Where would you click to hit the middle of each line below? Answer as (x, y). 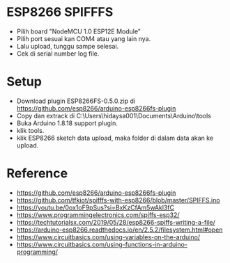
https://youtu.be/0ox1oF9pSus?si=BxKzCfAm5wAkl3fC (95, 207)
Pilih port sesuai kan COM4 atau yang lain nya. (84, 38)
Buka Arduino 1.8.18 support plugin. (67, 123)
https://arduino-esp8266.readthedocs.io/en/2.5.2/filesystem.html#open (120, 230)
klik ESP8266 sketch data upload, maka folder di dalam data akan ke (115, 138)
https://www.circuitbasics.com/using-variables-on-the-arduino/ (108, 237)
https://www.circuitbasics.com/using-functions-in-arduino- (102, 244)
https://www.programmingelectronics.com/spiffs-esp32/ (98, 215)
